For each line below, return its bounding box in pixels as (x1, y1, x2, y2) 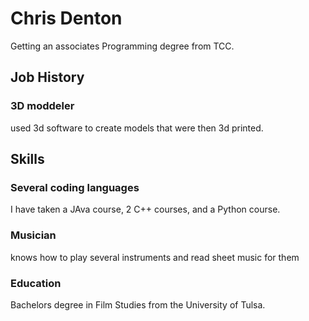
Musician (10, 228, 57, 242)
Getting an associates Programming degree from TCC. (10, 40, 235, 52)
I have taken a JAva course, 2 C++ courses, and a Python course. (10, 203, 281, 216)
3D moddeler (10, 99, 75, 113)
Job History (10, 69, 85, 86)
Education (10, 276, 62, 290)
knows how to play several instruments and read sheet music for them (10, 251, 300, 263)
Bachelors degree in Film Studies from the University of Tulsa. (10, 298, 266, 311)
